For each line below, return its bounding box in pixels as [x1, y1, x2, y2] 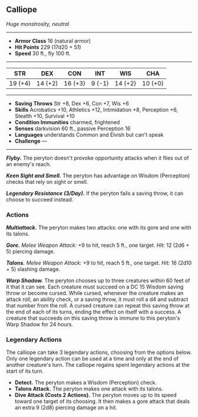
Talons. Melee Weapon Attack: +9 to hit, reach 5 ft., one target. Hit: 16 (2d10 [6, 259, 192, 267]
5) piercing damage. [6, 248, 55, 255]
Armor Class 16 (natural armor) [14, 37, 91, 44]
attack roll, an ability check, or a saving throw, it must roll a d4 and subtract [6, 296, 189, 303]
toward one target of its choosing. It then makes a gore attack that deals [14, 398, 190, 405]
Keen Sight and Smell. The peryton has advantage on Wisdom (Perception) [6, 172, 190, 179]
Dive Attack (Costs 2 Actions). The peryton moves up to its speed [14, 392, 177, 399]
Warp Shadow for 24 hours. [6, 321, 74, 328]
